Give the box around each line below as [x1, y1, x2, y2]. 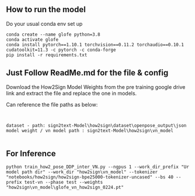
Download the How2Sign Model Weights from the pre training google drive [6, 83, 186, 90]
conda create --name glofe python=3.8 [6, 32, 100, 37]
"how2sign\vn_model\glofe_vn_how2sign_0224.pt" [6, 184, 124, 191]
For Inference [6, 149, 56, 159]
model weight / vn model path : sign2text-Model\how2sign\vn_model [6, 128, 174, 133]
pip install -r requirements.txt [6, 52, 88, 58]
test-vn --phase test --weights [24, 180, 103, 185]
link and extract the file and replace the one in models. [6, 90, 137, 97]
